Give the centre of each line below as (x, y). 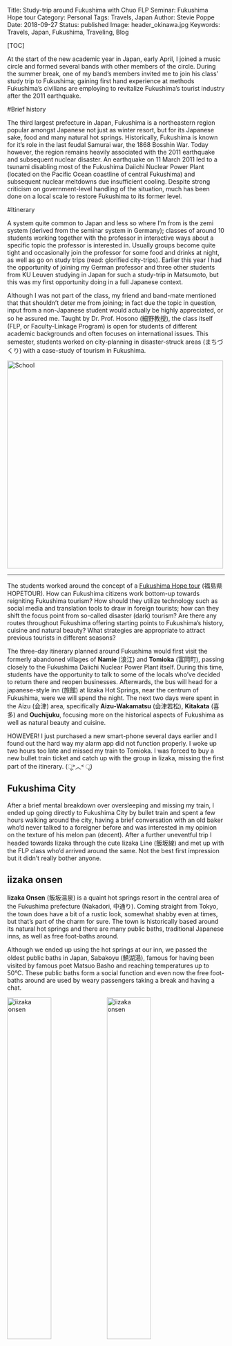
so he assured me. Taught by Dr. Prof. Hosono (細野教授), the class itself (110, 318)
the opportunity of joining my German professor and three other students (111, 267)
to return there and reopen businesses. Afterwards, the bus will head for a (112, 682)
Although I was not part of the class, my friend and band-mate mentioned (112, 295)
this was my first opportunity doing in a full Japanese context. (95, 282)
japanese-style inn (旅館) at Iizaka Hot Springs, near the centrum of (103, 690)
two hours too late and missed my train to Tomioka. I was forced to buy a (110, 751)
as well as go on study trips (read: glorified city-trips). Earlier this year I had (115, 260)
